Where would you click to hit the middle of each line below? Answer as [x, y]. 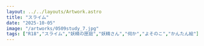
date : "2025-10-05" [31, 23]
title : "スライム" [28, 17]
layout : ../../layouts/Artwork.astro [54, 12]
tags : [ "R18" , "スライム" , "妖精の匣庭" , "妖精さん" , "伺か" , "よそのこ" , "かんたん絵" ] [103, 34]
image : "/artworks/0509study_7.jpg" [53, 28]
